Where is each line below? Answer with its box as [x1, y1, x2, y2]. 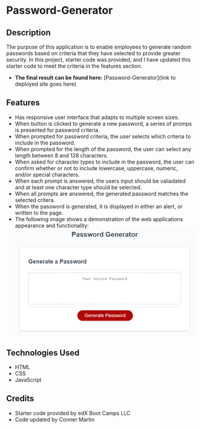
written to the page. [14, 209, 64, 216]
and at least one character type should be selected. [14, 183, 142, 191]
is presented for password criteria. [14, 126, 100, 134]
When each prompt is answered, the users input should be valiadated [14, 177, 186, 185]
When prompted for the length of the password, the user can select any [14, 145, 192, 153]
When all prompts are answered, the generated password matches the [14, 190, 189, 197]
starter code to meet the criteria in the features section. [6, 62, 143, 70]
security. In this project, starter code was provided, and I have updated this [6, 56, 191, 63]
